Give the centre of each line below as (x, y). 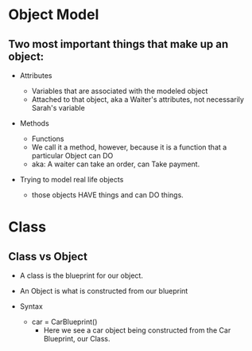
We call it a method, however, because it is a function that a (129, 147)
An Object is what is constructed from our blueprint (104, 291)
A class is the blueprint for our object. (81, 275)
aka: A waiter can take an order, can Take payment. (116, 164)
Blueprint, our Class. (77, 339)
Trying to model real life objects (72, 179)
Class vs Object (48, 256)
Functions (48, 138)
